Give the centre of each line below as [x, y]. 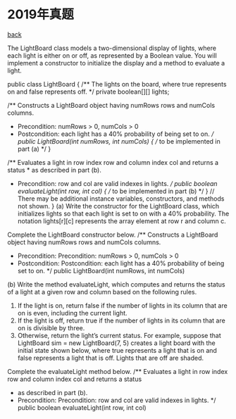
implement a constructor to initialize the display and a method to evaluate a [116, 63]
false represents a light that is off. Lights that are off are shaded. [111, 358]
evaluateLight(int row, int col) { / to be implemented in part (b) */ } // [116, 191]
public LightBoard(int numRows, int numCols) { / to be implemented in [119, 141]
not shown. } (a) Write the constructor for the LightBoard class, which [118, 206]
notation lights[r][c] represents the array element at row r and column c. [122, 221]
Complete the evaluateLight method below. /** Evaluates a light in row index [118, 371]
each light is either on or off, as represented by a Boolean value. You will [112, 55]
